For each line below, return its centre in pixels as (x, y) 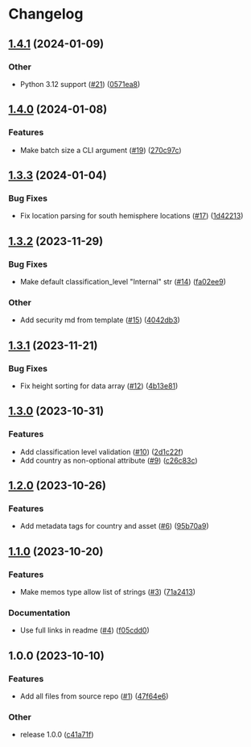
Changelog (46, 14)
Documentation (39, 612)
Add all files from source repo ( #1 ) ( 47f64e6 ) (94, 696)
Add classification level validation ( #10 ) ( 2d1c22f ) (101, 451)
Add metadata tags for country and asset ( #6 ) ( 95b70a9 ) (114, 526)
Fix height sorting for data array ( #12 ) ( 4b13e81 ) (99, 386)
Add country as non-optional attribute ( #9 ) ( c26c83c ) (109, 460)
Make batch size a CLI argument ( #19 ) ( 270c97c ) (101, 150)
